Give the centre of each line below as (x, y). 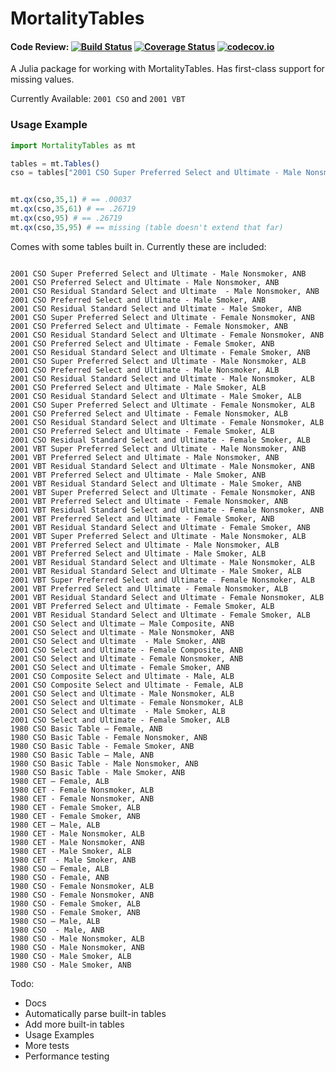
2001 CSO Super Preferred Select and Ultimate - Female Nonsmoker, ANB (162, 317)
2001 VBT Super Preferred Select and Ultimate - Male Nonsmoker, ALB (158, 536)
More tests (47, 1045)
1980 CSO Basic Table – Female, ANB (86, 728)
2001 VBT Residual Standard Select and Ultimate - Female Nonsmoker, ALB (167, 597)
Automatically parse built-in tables (95, 1013)
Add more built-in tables (74, 1024)
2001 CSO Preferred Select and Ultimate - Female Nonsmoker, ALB (149, 413)
